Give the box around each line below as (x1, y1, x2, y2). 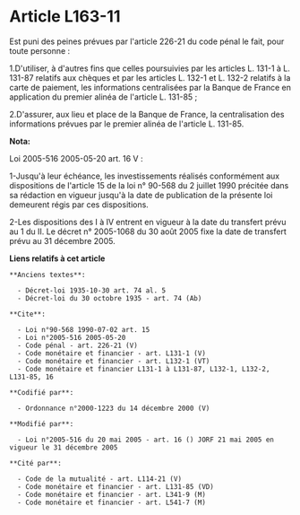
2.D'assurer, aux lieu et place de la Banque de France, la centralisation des (9, 109, 285, 119)
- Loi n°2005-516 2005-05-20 (17, 333, 126, 342)
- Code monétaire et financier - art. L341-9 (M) (17, 490, 206, 499)
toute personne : (9, 45, 71, 56)
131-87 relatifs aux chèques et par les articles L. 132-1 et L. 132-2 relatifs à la (9, 72, 291, 83)
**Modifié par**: (9, 419, 74, 428)
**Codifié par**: (9, 388, 74, 397)
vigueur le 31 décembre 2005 (9, 442, 118, 452)
